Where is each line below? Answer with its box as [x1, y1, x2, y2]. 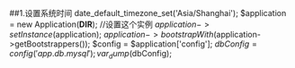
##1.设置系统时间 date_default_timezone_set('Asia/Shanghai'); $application [9, 8, 287, 18]
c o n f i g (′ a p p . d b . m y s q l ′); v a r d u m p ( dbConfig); [9, 48, 173, 61]
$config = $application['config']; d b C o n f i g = [92, 38, 258, 49]
